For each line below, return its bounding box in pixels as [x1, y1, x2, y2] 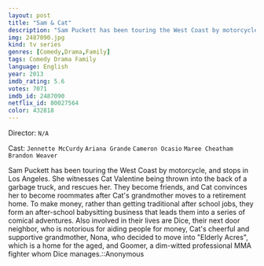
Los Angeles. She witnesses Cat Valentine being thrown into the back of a [8, 174, 247, 183]
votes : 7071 [8, 84, 47, 93]
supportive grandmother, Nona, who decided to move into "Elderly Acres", [8, 233, 249, 242]
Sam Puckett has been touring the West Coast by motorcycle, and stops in [8, 166, 249, 175]
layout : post [8, 11, 51, 20]
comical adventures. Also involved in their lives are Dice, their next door [8, 216, 240, 225]
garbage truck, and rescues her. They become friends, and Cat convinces [8, 183, 247, 191]
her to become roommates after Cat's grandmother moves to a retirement [8, 190, 246, 200]
